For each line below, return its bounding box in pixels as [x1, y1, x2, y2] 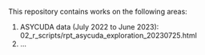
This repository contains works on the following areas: [8, 7, 188, 16]
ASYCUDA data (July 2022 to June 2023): [19, 22, 159, 31]
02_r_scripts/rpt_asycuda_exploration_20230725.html [19, 31, 198, 40]
